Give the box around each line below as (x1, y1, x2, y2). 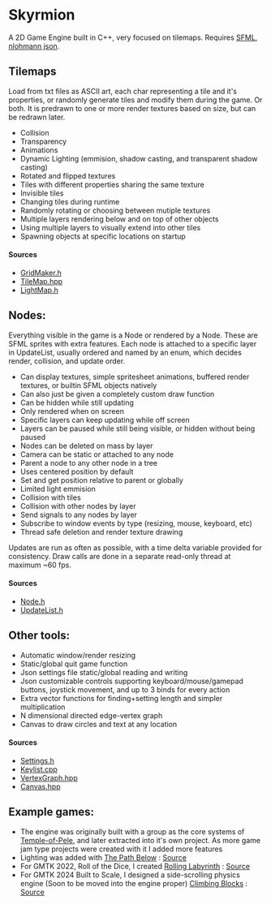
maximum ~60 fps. (8, 560, 71, 570)
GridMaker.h (19, 268, 62, 278)
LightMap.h (19, 285, 58, 295)
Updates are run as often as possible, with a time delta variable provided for (8, 542, 262, 553)
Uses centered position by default (19, 467, 134, 476)
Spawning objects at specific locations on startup (19, 231, 187, 241)
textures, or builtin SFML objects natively (19, 380, 157, 390)
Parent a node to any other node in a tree (19, 458, 158, 467)
